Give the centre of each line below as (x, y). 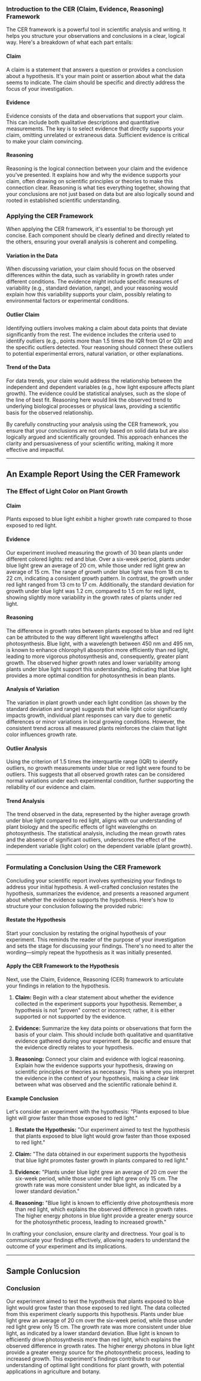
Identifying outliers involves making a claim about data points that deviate (97, 328)
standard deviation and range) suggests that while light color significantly (97, 709)
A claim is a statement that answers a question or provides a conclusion (95, 69)
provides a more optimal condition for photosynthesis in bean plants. (91, 675)
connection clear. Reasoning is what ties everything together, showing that (98, 187)
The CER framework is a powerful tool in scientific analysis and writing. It (96, 29)
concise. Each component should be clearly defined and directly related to (98, 236)
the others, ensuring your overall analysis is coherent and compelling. (92, 242)
